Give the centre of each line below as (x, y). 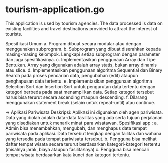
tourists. (14, 34)
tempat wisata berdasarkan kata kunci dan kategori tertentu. (68, 155)
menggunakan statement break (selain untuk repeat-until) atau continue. (80, 102)
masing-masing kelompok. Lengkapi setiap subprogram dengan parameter (83, 54)
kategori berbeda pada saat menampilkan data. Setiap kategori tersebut (80, 92)
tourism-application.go (55, 9)
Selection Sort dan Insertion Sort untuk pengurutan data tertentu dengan (80, 86)
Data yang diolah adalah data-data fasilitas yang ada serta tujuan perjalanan (84, 117)
